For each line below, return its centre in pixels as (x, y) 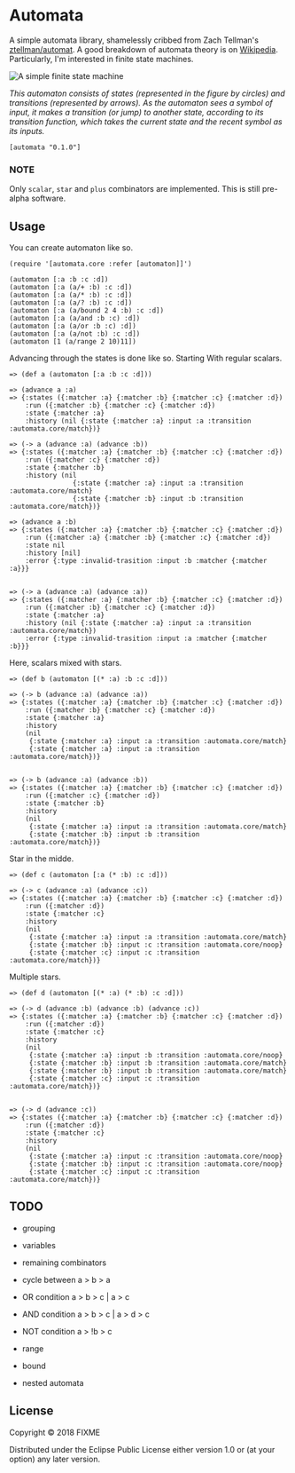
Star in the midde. (42, 859)
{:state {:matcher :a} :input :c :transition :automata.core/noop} (156, 1156)
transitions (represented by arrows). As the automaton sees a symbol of (141, 102)
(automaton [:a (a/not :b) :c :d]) (75, 334)
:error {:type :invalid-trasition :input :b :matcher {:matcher (146, 561)
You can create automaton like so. (71, 248)
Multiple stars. (35, 977)
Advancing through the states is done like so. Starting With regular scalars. (146, 358)
